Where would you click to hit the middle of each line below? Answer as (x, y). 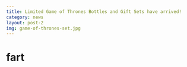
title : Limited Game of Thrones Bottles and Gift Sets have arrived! (94, 12)
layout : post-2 (25, 23)
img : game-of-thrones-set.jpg (44, 28)
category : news (25, 17)
